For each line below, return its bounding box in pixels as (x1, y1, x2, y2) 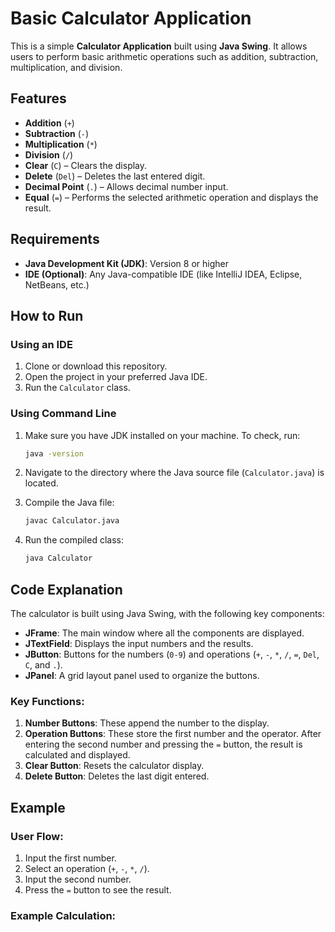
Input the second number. (24, 873, 132, 885)
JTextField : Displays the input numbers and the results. (24, 637, 254, 649)
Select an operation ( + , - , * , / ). (24, 862, 150, 874)
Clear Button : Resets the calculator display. (24, 760, 205, 772)
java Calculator (24, 553, 93, 564)
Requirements (10, 231, 100, 248)
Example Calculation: (10, 908, 117, 922)
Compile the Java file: (24, 497, 115, 509)
